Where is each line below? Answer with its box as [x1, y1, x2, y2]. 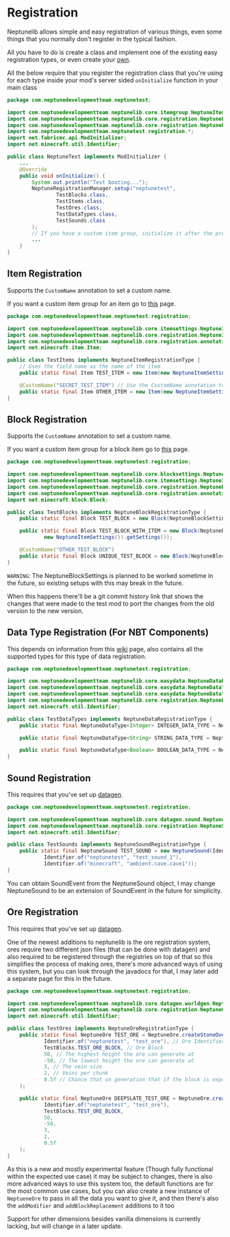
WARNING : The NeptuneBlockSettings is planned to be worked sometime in [7, 571, 214, 579]
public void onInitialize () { [19, 172, 106, 179]
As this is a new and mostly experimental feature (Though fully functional [7, 1165, 214, 1173]
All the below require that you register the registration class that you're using [7, 69, 223, 77]
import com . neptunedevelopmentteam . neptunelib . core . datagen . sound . [7, 816, 204, 823]
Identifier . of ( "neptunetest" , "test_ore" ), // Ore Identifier [43, 1038, 225, 1045]
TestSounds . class [55, 217, 106, 224]
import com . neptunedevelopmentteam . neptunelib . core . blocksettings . [7, 471, 204, 478]
